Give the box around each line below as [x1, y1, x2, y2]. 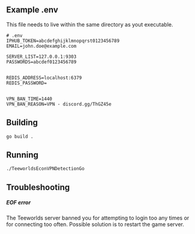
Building [6, 118, 38, 128]
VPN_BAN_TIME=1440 [6, 96, 52, 102]
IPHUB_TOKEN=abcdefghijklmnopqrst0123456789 [6, 37, 120, 44]
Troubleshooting [6, 182, 70, 192]
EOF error [6, 199, 31, 206]
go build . [6, 133, 34, 139]
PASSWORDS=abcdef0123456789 [6, 58, 77, 65]
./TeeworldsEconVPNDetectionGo [6, 166, 85, 172]
